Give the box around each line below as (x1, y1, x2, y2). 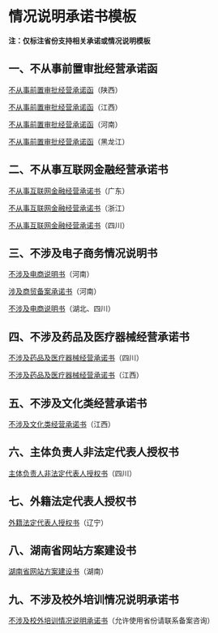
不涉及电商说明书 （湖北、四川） (8, 304, 115, 313)
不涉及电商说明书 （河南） (8, 269, 94, 279)
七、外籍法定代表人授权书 (8, 494, 136, 508)
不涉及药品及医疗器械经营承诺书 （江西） (8, 370, 143, 380)
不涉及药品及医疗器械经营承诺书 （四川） (8, 353, 143, 363)
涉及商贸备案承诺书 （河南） (8, 286, 101, 296)
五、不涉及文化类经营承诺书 (8, 396, 147, 410)
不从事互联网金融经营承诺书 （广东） (8, 186, 130, 196)
